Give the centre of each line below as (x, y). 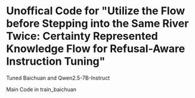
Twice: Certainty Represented (82, 36)
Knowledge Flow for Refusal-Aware (96, 49)
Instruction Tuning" (56, 61)
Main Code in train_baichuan (41, 89)
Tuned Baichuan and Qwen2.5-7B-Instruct (58, 78)
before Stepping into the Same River (97, 23)
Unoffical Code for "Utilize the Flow (96, 11)
